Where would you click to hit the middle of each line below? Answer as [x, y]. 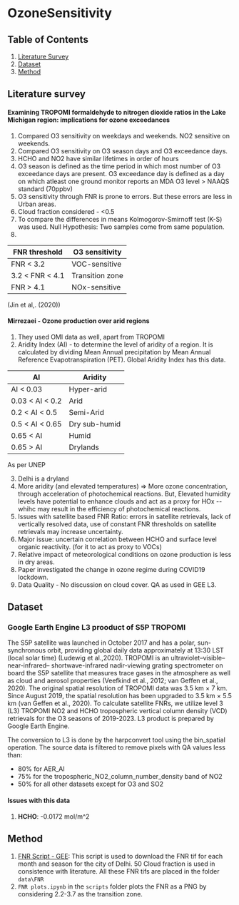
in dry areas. [36, 562]
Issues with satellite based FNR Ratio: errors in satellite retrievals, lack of [124, 516]
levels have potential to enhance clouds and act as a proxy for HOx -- [120, 501]
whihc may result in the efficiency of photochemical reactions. [109, 508]
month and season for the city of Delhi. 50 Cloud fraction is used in [116, 864]
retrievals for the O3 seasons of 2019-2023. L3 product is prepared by [111, 719]
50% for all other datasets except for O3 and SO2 [91, 784]
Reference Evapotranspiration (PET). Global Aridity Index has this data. [122, 359]
